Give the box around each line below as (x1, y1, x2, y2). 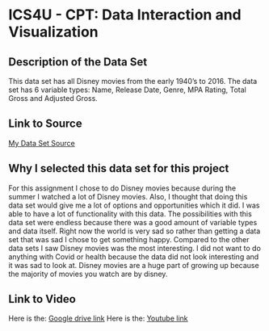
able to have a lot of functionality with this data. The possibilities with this (8, 208, 252, 219)
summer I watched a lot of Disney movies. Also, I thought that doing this (8, 191, 248, 201)
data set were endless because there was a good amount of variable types (8, 217, 258, 227)
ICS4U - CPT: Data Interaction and (8, 6, 242, 24)
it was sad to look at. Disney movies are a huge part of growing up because (8, 260, 260, 270)
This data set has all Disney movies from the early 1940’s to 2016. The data (8, 77, 258, 86)
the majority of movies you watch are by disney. (8, 269, 168, 279)
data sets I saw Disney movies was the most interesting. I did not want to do (8, 243, 261, 253)
